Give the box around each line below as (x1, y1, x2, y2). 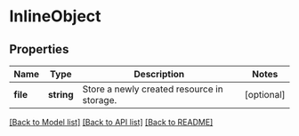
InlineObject (9, 6, 101, 27)
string (47, 89, 74, 100)
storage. (82, 94, 117, 106)
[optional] (244, 89, 286, 100)
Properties (9, 42, 69, 57)
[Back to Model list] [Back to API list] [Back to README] (9, 117, 214, 127)
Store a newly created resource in (82, 83, 224, 95)
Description (133, 68, 185, 80)
